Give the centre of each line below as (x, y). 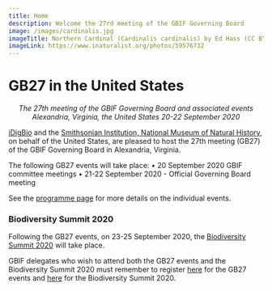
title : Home (28, 16)
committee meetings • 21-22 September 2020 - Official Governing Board (130, 174)
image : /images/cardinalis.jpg (61, 31)
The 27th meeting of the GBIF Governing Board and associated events (136, 108)
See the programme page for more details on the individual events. (120, 198)
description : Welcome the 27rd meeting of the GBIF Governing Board (126, 23)
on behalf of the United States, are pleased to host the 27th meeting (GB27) (134, 141)
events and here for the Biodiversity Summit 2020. (92, 278)
